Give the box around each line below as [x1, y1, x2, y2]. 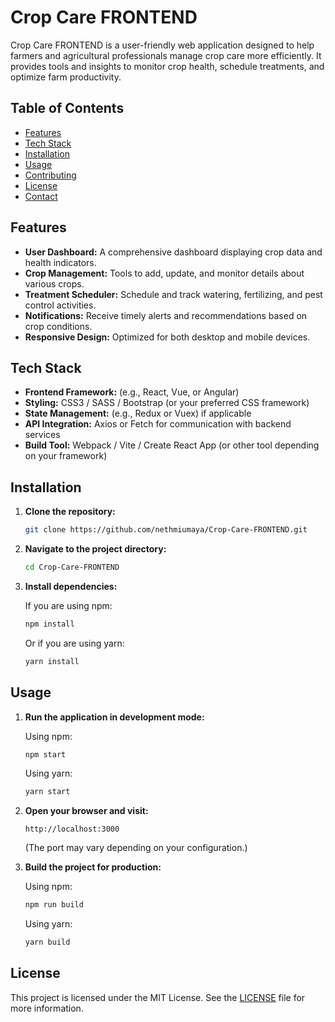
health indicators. [24, 256, 97, 268]
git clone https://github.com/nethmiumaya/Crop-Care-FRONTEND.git [24, 525, 308, 535]
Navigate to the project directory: [24, 543, 167, 555]
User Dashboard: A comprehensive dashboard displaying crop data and [24, 246, 323, 258]
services [24, 429, 61, 441]
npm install [24, 619, 75, 629]
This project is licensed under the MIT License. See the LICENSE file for [10, 991, 306, 1003]
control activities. [24, 299, 97, 311]
